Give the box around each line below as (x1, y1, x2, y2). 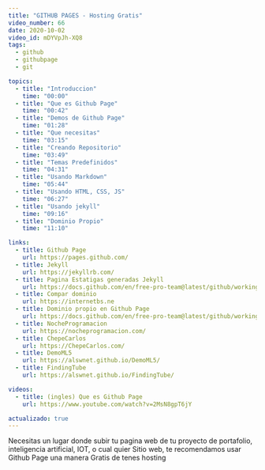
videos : (8, 385, 34, 393)
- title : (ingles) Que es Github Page (15, 392, 144, 400)
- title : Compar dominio (15, 290, 97, 298)
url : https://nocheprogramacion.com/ (22, 327, 147, 335)
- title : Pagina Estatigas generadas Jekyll (15, 275, 164, 283)
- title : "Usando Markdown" (15, 173, 108, 181)
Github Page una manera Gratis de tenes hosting (8, 453, 166, 463)
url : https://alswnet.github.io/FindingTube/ (22, 371, 175, 379)
